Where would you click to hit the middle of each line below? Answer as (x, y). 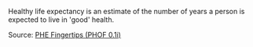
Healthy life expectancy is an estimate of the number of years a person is (126, 11)
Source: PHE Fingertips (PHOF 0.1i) (65, 35)
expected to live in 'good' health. (61, 20)
